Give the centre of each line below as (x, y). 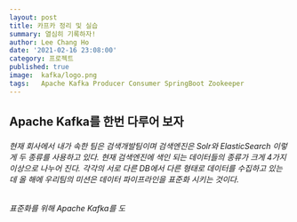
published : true (39, 67)
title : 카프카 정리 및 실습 (54, 26)
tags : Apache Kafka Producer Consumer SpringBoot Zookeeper (127, 83)
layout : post (33, 17)
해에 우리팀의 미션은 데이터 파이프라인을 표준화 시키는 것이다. (133, 179)
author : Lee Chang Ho (49, 42)
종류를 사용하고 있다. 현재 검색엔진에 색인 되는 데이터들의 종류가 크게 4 (150, 157)
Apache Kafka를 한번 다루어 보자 (96, 122)
